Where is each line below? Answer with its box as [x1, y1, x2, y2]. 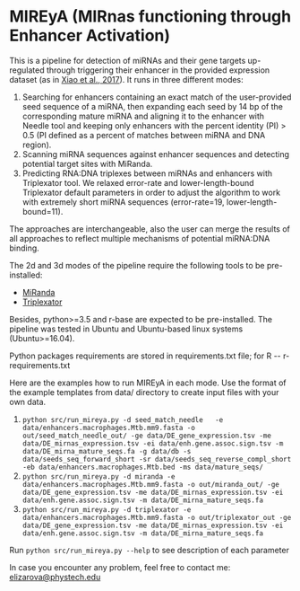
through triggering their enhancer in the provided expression [46, 65, 270, 75]
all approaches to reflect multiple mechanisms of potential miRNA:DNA [9, 233, 270, 243]
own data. [9, 396, 47, 407]
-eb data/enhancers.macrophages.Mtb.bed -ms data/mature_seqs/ [21, 463, 264, 472]
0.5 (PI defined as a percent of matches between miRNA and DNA [21, 129, 266, 140]
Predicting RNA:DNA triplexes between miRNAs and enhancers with [21, 168, 273, 179]
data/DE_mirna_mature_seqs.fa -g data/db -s [21, 446, 192, 455]
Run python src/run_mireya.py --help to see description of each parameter [9, 544, 289, 555]
